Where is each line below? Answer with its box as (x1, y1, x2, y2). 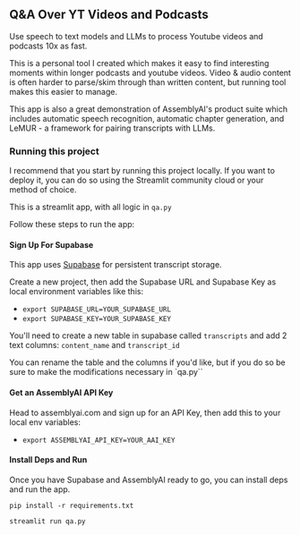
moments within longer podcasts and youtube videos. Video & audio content (9, 67, 291, 78)
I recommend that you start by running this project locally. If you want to (9, 166, 276, 176)
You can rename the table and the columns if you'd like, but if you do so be (9, 357, 287, 368)
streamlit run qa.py (9, 516, 87, 526)
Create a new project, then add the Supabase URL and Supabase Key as (9, 276, 277, 287)
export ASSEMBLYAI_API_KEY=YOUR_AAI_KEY (21, 436, 176, 445)
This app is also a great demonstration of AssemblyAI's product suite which (9, 103, 288, 115)
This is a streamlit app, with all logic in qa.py (9, 201, 172, 213)
